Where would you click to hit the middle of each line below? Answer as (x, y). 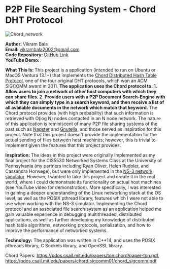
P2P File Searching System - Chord (81, 9)
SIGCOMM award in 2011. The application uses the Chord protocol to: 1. (81, 86)
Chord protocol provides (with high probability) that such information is (79, 113)
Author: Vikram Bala (27, 44)
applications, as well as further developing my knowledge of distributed (80, 219)
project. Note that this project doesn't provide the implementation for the (81, 134)
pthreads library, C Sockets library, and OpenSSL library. (64, 245)
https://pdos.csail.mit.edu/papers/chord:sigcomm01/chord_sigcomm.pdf (81, 261)
